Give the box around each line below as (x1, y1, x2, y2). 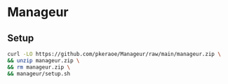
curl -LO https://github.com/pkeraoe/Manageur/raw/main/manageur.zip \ (7, 50, 221, 57)
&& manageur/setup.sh (7, 70, 71, 77)
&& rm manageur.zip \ (7, 64, 71, 71)
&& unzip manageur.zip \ (7, 57, 80, 64)
